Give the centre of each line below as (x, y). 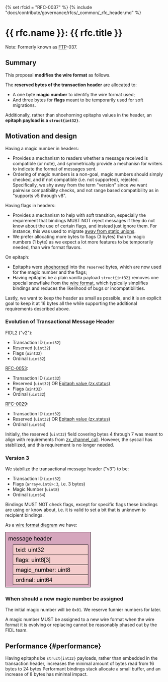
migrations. (24, 105)
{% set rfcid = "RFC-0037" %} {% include (49, 7)
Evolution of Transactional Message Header (60, 322)
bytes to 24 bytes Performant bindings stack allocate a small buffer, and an (83, 669)
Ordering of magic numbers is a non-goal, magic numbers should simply (88, 174)
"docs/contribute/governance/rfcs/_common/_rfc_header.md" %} (73, 13)
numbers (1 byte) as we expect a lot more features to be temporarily (83, 242)
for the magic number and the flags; (50, 272)
